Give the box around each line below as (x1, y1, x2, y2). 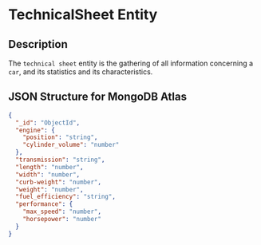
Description (8, 38, 68, 51)
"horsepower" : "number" (22, 215, 102, 223)
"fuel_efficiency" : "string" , (15, 193, 116, 201)
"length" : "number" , (15, 163, 84, 171)
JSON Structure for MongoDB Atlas (8, 90, 188, 104)
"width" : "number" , (15, 170, 81, 179)
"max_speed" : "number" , (22, 207, 102, 216)
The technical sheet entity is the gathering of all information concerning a (8, 58, 254, 68)
